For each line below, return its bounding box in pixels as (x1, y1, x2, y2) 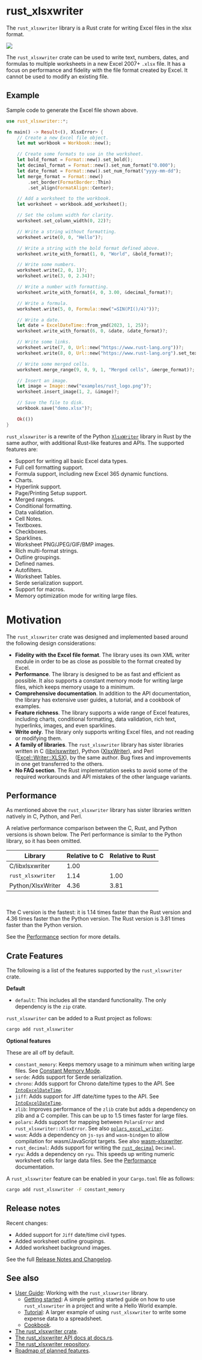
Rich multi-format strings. (14, 547, 79, 554)
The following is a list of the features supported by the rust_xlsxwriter (6, 967, 182, 974)
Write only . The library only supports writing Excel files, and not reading (14, 728, 194, 735)
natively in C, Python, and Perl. (6, 813, 83, 820)
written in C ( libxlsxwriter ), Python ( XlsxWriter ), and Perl (14, 747, 154, 755)
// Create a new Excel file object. (17, 135, 109, 141)
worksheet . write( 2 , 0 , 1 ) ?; (17, 267, 87, 273)
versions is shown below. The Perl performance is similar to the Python (6, 831, 182, 838)
